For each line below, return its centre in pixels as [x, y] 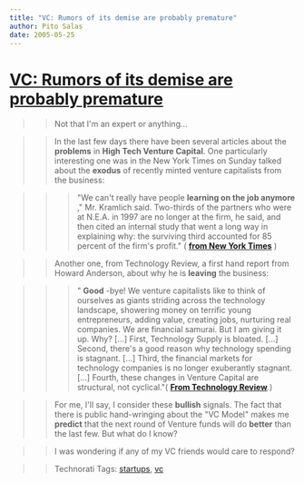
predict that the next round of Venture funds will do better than [173, 424]
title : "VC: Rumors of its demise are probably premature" [123, 18]
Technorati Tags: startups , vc [109, 469]
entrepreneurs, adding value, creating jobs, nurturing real [184, 320]
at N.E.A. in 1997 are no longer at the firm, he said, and [179, 217]
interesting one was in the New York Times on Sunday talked [168, 161]
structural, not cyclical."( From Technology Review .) [175, 388]
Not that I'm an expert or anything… [121, 124]
